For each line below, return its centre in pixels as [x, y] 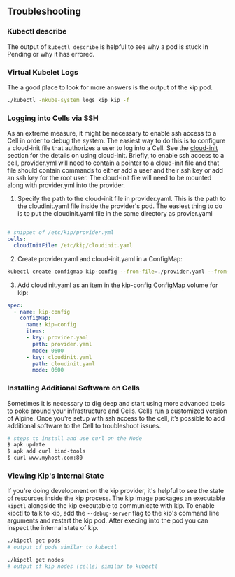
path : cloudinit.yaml [64, 364]
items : [35, 331]
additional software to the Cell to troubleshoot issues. [84, 425]
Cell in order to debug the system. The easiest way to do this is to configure [116, 141]
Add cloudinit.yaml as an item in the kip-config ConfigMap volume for [117, 285]
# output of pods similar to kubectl [62, 548]
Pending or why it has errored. [51, 54]
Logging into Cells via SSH [53, 118]
